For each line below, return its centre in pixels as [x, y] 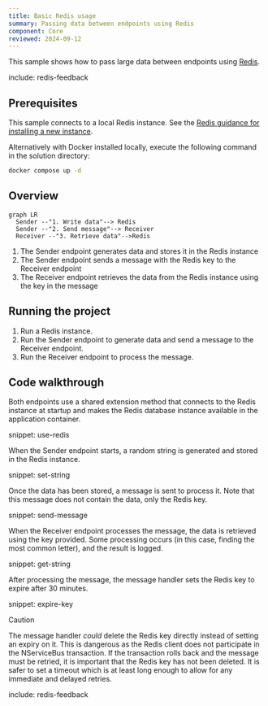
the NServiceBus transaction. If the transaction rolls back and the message [134, 653]
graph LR [23, 215]
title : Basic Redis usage [52, 16]
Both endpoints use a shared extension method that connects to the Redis [132, 402]
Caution [22, 620]
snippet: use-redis [39, 435]
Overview [34, 196]
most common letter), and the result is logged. [86, 548]
